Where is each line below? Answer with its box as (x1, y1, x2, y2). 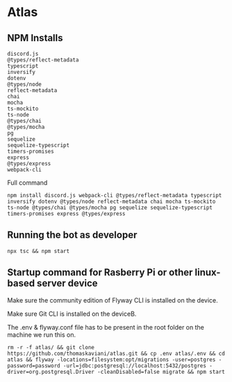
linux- (194, 266, 221, 279)
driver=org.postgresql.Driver (7, 368, 95, 375)
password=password (7, 362, 60, 369)
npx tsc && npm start (7, 247, 70, 254)
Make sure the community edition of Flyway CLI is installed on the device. (7, 296, 219, 304)
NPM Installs (7, 32, 64, 44)
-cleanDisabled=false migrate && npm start (97, 368, 226, 375)
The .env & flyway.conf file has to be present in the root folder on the (7, 323, 205, 331)
